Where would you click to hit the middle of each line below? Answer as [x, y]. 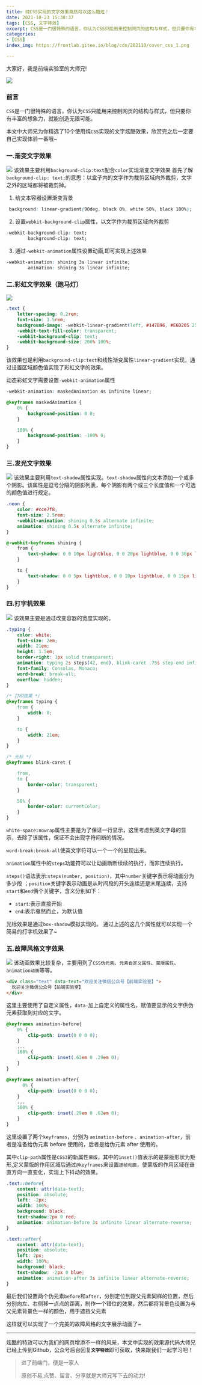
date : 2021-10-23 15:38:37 [40, 17]
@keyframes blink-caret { [38, 763]
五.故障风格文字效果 [35, 949]
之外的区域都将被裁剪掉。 [38, 185]
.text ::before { [25, 1183]
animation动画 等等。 [31, 970]
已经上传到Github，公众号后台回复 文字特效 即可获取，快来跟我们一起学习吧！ [100, 1350]
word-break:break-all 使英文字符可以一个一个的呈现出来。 [78, 850]
